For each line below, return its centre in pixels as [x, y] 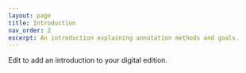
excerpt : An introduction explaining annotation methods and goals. [124, 38]
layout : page [30, 15]
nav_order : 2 [30, 30]
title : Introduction [42, 23]
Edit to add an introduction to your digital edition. [88, 60]
